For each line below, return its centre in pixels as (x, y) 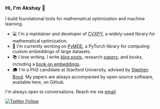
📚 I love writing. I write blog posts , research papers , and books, (78, 57)
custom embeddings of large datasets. (52, 52)
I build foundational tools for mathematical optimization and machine (75, 19)
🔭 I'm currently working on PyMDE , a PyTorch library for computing (81, 46)
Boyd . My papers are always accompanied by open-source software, (83, 77)
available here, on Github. (38, 82)
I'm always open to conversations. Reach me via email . (61, 92)
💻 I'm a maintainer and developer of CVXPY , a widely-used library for (84, 34)
